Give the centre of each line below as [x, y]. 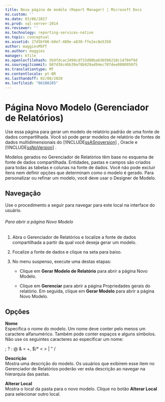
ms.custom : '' [20, 14]
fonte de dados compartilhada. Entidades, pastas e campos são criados [78, 162]
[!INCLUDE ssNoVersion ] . [31, 147]
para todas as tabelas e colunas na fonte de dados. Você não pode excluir [80, 167]
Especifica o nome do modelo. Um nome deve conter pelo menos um [75, 329]
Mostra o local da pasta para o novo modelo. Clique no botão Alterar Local [81, 389]
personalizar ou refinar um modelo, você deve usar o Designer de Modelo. [81, 178]
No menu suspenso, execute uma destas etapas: [62, 261]
